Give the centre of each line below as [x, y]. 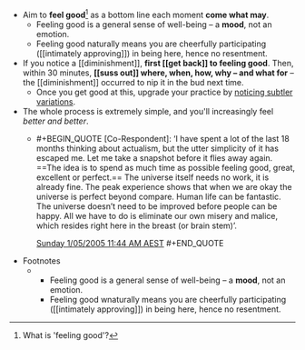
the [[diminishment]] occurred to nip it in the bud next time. [133, 82]
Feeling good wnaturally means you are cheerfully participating [168, 299]
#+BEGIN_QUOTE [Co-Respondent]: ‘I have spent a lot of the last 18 [163, 138]
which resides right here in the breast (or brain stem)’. [137, 225]
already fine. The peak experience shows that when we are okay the [164, 186]
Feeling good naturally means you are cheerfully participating [151, 44]
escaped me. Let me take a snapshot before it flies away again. [154, 157]
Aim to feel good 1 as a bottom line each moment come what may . [146, 14]
